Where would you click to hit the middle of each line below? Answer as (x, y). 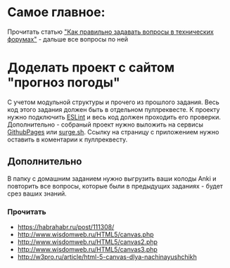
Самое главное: (56, 12)
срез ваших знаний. (37, 193)
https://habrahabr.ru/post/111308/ (66, 226)
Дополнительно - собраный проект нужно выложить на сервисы (106, 125)
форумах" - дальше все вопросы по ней (68, 39)
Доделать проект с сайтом (91, 68)
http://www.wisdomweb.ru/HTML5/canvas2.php (88, 242)
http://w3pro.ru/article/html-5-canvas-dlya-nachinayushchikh (107, 257)
